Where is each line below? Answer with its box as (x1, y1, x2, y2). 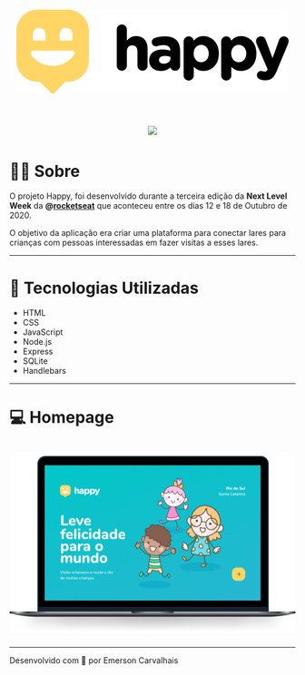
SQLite (22, 356, 48, 367)
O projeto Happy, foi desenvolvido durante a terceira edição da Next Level (9, 191, 288, 201)
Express (22, 346, 54, 357)
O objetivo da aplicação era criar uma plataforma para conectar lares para (9, 228, 287, 239)
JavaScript (22, 327, 64, 337)
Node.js (22, 337, 53, 347)
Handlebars (22, 366, 66, 377)
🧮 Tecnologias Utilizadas (9, 278, 200, 298)
